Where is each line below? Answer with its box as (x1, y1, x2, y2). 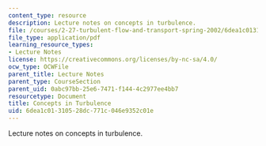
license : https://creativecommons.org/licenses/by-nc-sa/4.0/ (8, 56, 218, 64)
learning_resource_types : (8, 41, 93, 49)
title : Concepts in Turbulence (8, 99, 112, 107)
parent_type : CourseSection (8, 77, 101, 85)
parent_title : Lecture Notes (8, 70, 104, 78)
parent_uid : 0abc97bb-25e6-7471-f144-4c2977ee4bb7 (8, 84, 179, 93)
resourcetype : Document (8, 92, 87, 100)
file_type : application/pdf (8, 33, 101, 42)
